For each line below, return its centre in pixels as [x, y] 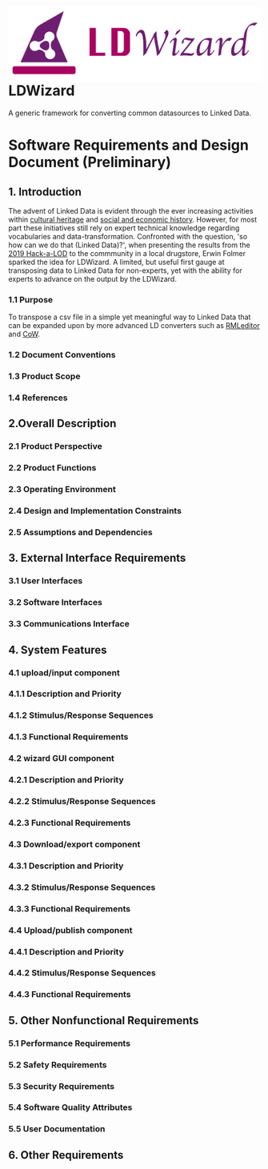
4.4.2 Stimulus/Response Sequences [82, 973]
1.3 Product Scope [44, 376]
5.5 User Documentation [57, 1129]
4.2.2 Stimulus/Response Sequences [82, 802]
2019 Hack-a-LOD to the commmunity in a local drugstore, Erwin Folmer [127, 253]
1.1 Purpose [31, 299]
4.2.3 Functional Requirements [70, 823]
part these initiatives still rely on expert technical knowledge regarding [124, 228]
